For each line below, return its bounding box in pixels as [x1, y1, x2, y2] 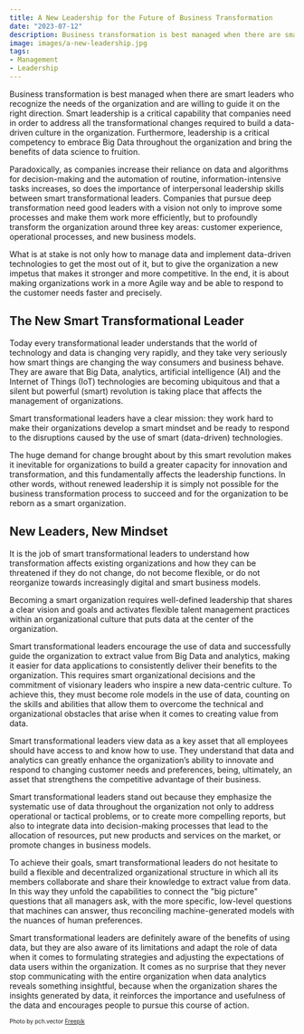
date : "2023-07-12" [9, 22, 83, 31]
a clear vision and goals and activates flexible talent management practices [9, 604, 290, 615]
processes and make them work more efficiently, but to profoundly [9, 212, 258, 223]
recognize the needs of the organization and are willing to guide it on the [9, 98, 280, 109]
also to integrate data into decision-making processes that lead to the [9, 820, 269, 831]
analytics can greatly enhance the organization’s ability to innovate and [9, 754, 274, 765]
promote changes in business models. [9, 839, 152, 850]
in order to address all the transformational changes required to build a [9, 117, 273, 128]
